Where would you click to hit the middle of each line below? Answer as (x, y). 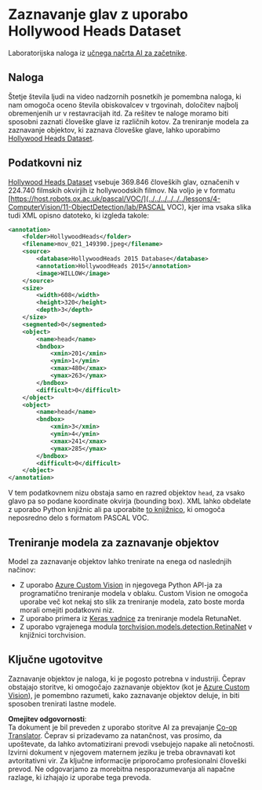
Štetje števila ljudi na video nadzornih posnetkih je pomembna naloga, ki (125, 97)
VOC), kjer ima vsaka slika (209, 207)
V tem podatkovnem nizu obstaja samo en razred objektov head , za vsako (127, 493)
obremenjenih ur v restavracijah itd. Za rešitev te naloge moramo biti (118, 113)
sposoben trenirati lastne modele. (62, 704)
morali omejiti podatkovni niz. (67, 610)
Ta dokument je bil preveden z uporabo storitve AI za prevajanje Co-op (123, 727)
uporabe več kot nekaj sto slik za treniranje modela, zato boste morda (132, 602)
